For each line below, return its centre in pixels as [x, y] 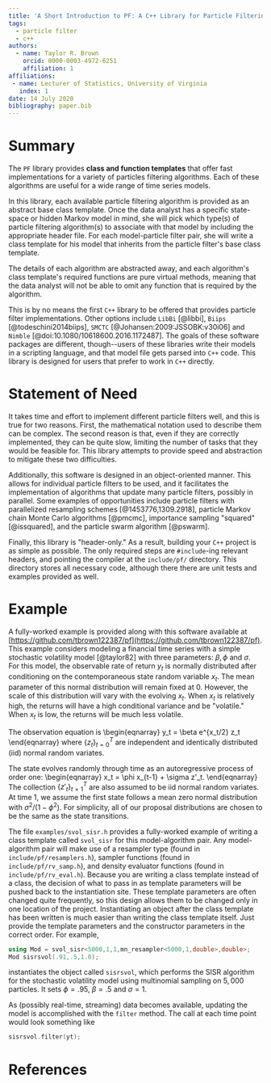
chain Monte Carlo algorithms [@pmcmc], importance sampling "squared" [132, 518]
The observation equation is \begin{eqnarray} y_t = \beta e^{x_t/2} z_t [124, 732]
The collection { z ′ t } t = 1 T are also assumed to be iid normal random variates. [134, 787]
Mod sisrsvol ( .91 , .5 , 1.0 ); [54, 957]
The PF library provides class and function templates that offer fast [121, 169]
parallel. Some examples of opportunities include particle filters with [122, 501]
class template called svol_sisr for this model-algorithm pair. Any [118, 840]
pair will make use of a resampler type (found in [121, 849]
